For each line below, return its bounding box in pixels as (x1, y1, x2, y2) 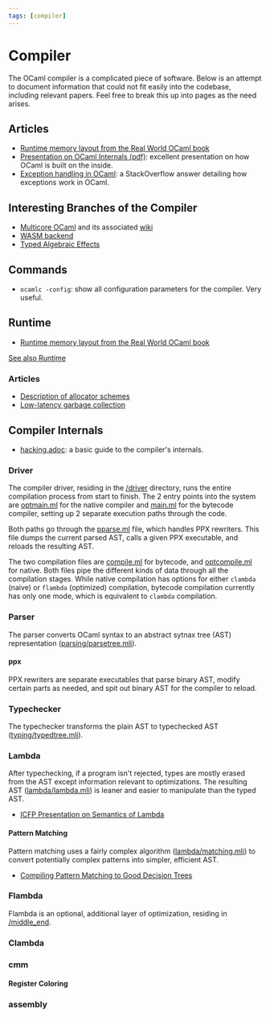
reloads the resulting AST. (8, 541, 95, 552)
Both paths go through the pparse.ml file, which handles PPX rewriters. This (8, 524, 260, 534)
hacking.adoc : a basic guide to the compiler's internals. (19, 444, 204, 454)
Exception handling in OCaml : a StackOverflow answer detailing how (19, 169, 247, 179)
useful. (19, 293, 43, 302)
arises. (8, 98, 31, 109)
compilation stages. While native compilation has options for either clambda (8, 574, 256, 584)
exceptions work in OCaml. (19, 178, 110, 188)
